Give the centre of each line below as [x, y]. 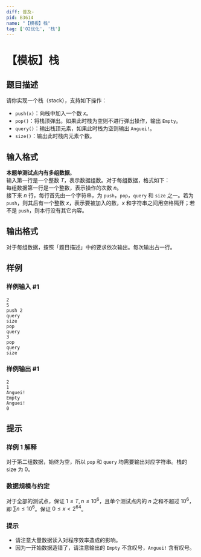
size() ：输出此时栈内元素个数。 [55, 136]
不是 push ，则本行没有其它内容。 [47, 211]
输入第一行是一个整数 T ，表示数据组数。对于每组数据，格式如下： [88, 180]
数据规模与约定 [28, 486]
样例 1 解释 [22, 447]
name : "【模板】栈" [28, 23]
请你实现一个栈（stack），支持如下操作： [57, 101]
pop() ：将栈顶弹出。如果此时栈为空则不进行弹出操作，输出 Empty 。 [98, 121]
